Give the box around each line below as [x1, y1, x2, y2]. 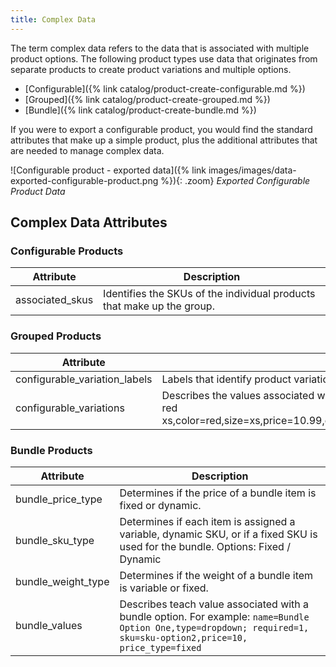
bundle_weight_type [15, 574, 110, 588]
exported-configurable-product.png [10, 174, 159, 186]
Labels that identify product [161, 372, 292, 386]
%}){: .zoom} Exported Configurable [160, 174, 311, 186]
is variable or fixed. [119, 581, 209, 595]
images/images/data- [208, 164, 297, 176]
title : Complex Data [10, 14, 97, 25]
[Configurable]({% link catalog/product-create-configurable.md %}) [24, 82, 306, 95]
